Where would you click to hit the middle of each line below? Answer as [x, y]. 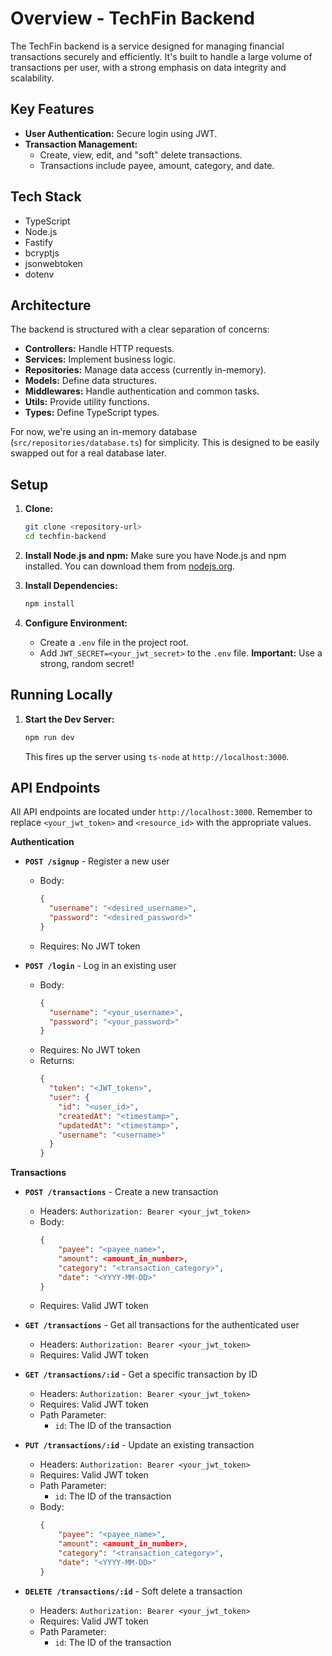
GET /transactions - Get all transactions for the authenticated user [162, 1325]
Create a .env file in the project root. [114, 642]
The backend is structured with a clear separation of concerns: [140, 329]
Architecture [51, 305]
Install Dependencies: [71, 585]
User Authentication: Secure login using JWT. [121, 133]
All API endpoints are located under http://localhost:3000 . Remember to [161, 812]
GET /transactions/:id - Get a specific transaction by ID [141, 1374]
